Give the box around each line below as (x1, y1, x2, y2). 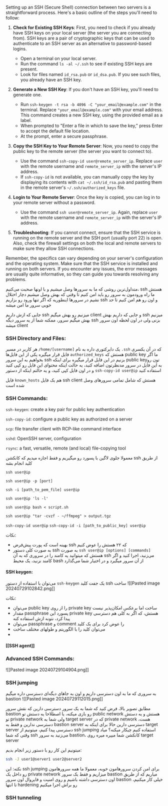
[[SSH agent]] (5, 642, 35, 649)
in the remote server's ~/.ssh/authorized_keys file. (20, 184, 125, 190)
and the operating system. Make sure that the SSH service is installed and (5, 260, 158, 266)
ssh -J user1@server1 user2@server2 (5, 756, 82, 761)
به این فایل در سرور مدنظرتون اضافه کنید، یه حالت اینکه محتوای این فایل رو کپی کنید (5, 362, 162, 368)
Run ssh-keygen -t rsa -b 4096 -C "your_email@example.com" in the (20, 101, 161, 107)
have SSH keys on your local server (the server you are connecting (12, 30, 151, 35)
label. (20, 117, 32, 123)
